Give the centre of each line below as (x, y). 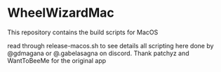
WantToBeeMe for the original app (57, 60)
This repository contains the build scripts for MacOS (83, 32)
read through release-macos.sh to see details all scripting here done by (110, 45)
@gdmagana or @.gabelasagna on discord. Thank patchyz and (98, 53)
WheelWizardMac (61, 13)
